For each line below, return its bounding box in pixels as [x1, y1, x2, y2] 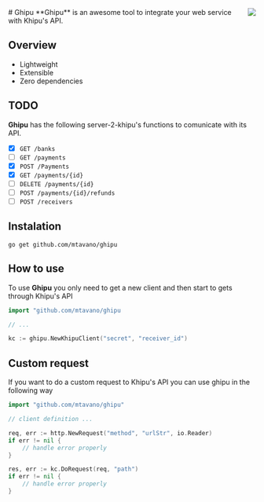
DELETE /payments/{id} [19, 180, 94, 188]
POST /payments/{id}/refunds [19, 189, 115, 197]
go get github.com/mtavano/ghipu [8, 240, 118, 248]
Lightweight [19, 59, 58, 69]
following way [8, 386, 53, 395]
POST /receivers [19, 198, 73, 206]
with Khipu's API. [8, 16, 64, 25]
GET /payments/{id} [19, 171, 84, 179]
